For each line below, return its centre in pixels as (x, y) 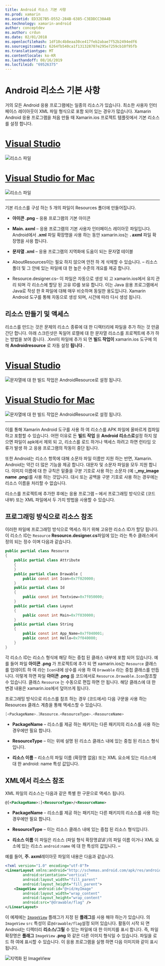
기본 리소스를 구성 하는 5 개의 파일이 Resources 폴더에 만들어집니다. (71, 207)
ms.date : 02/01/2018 (26, 37)
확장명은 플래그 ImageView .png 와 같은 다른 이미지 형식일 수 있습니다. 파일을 (79, 935)
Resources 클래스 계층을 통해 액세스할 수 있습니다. (54, 705)
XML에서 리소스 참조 (35, 780)
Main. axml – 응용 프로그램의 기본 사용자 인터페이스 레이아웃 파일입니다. (82, 228)
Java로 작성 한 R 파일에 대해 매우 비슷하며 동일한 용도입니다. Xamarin (79, 291)
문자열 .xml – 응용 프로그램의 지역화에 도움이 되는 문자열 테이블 (73, 251)
